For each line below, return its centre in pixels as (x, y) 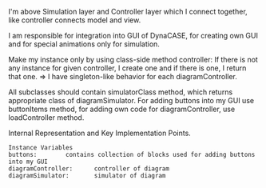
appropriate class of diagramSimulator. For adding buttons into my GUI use (131, 100)
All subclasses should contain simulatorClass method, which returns (121, 92)
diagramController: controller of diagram (89, 169)
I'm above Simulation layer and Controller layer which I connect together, (128, 12)
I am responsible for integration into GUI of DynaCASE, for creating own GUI (133, 36)
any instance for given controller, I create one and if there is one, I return (127, 68)
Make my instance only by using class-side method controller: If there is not (133, 60)
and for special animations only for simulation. (84, 44)
